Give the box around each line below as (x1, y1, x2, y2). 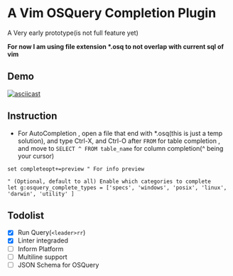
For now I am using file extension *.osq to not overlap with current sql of (7, 42, 224, 51)
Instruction (7, 110, 58, 122)
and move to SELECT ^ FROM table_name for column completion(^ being (17, 144, 224, 152)
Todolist (7, 209, 45, 221)
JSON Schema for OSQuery (17, 260, 99, 269)
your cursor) (17, 152, 55, 160)
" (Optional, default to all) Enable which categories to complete (7, 178, 212, 185)
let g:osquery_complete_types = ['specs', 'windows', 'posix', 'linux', (7, 184, 227, 191)
